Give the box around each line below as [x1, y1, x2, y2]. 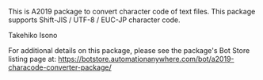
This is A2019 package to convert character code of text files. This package [8, 7, 256, 16]
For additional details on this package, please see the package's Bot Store [8, 46, 250, 55]
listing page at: [8, 55, 57, 63]
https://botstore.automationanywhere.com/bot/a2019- [58, 55, 235, 63]
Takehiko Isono [8, 31, 58, 40]
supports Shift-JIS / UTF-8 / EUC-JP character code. [8, 15, 181, 25]
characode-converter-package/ [8, 63, 112, 72]
